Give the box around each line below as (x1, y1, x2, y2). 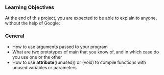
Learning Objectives (5, 4, 55, 11)
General (5, 32, 24, 39)
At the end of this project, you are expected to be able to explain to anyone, (5, 15, 157, 21)
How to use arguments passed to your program (12, 44, 108, 50)
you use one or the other (12, 54, 62, 60)
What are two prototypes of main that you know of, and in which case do (12, 49, 159, 55)
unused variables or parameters (12, 64, 77, 70)
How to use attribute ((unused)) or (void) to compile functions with (12, 59, 146, 65)
